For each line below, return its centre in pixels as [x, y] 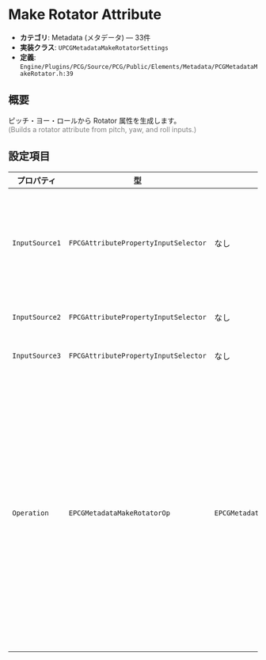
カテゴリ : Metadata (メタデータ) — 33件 [85, 37]
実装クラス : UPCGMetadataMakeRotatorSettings [94, 47]
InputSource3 [37, 355]
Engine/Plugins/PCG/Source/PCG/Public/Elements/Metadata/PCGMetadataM [139, 66]
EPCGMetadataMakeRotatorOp [119, 513]
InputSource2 [37, 317]
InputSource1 [37, 243]
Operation [30, 513]
